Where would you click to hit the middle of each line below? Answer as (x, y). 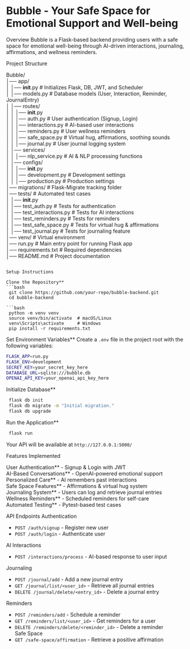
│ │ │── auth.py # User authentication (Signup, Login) (72, 118)
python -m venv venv (34, 313)
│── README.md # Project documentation (58, 256)
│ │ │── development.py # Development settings (66, 175)
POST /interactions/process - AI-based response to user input (91, 556)
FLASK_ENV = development (34, 362)
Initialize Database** (31, 390)
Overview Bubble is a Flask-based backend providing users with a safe (92, 39)
